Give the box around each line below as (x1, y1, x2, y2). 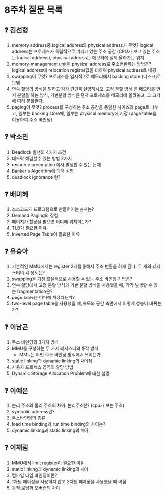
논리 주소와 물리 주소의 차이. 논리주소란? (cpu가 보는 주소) (11, 402, 125, 408)
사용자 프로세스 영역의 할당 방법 (11, 364, 73, 370)
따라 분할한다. (17, 98, 44, 104)
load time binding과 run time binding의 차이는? (11, 421, 106, 427)
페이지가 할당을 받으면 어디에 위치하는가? (11, 218, 91, 224)
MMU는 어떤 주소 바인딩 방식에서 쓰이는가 (19, 352, 101, 358)
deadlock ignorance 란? (11, 174, 61, 180)
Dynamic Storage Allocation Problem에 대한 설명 (11, 370, 110, 376)
